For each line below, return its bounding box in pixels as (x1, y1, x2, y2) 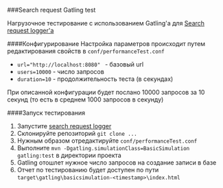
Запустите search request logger (16, 122, 112, 130)
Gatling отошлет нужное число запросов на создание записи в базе (16, 158, 217, 167)
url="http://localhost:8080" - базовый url (16, 60, 144, 68)
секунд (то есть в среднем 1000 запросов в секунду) (7, 95, 164, 104)
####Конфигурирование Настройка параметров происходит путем (7, 40, 206, 47)
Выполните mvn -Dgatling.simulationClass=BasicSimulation (16, 144, 190, 152)
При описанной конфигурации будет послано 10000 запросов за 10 (7, 89, 205, 96)
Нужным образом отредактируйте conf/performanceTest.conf (16, 137, 198, 145)
